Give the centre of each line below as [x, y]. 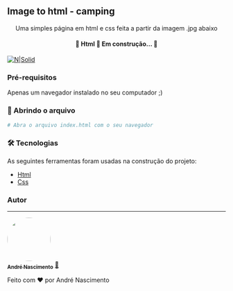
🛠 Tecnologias [33, 143]
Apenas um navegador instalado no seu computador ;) [85, 92]
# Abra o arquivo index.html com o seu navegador [80, 125]
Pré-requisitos [32, 77]
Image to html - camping [61, 11]
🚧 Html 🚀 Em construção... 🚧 [116, 44]
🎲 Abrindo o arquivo [41, 110]
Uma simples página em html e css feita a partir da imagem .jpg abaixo [116, 28]
